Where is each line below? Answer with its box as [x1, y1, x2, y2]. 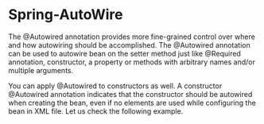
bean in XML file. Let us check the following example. [8, 106, 184, 116]
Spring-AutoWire [8, 6, 123, 24]
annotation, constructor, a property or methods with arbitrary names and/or [8, 57, 256, 67]
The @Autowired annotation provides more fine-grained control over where [8, 32, 256, 41]
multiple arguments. [8, 65, 74, 75]
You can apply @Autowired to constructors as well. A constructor [8, 81, 223, 91]
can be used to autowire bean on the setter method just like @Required [8, 48, 241, 58]
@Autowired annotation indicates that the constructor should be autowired [8, 89, 253, 99]
